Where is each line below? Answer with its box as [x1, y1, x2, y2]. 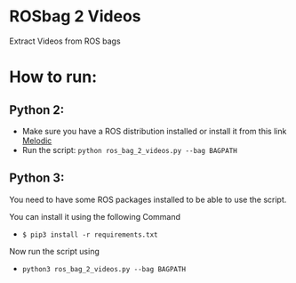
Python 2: [9, 102, 65, 117]
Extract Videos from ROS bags [9, 36, 122, 46]
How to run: [9, 67, 98, 87]
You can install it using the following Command [9, 211, 180, 222]
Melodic [21, 135, 52, 146]
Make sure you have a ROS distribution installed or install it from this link [21, 125, 287, 136]
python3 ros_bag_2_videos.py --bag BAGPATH [21, 264, 187, 273]
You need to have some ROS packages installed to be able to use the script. [9, 194, 287, 205]
